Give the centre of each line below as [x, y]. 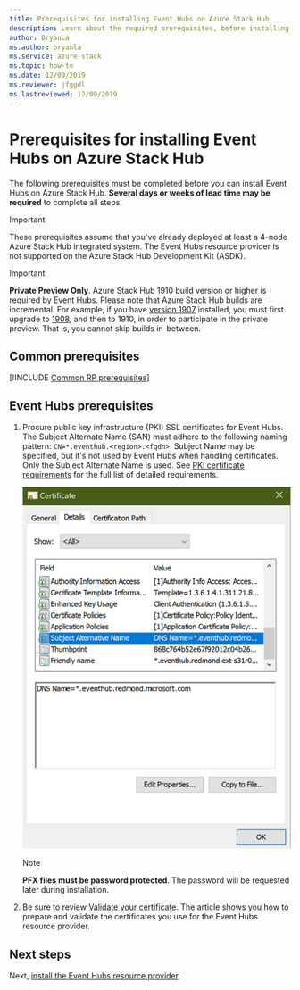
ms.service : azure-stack [55, 57]
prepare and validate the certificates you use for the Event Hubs [140, 917]
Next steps [40, 954]
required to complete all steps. [66, 202]
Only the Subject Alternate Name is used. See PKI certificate [133, 465]
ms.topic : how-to [42, 66]
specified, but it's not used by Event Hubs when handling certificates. [150, 456]
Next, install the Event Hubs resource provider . [95, 976]
